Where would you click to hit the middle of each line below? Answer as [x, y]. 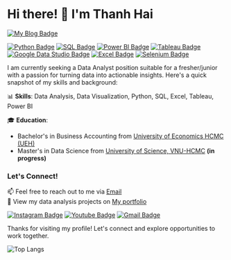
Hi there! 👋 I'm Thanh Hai [80, 14]
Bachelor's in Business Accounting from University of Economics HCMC [120, 136]
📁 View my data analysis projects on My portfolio [77, 202]
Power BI [20, 106]
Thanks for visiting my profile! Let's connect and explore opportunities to [111, 229]
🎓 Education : [28, 120]
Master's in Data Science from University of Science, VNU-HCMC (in [116, 150]
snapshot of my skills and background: [62, 82]
